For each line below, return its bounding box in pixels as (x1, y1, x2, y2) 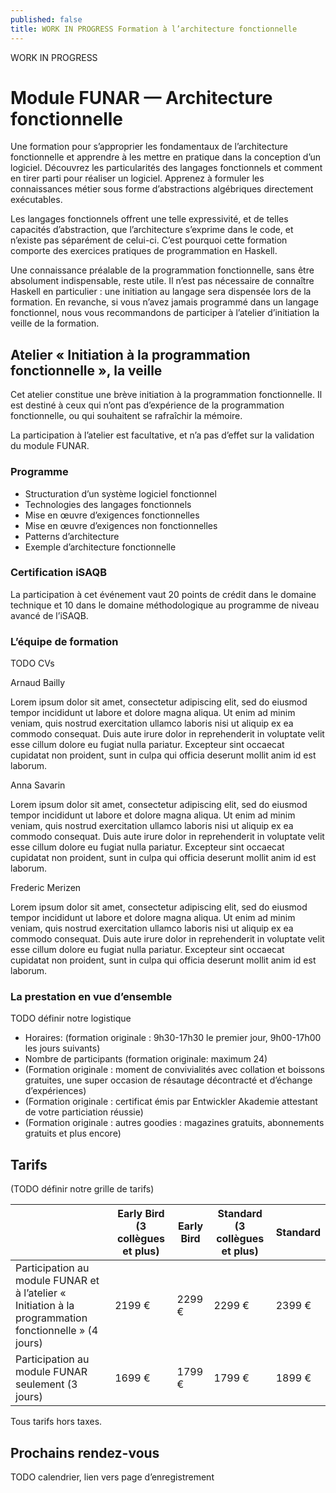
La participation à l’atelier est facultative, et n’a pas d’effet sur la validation (10, 429, 315, 441)
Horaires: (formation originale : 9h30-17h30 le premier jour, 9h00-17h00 (24, 1032, 322, 1044)
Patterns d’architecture (24, 530, 120, 542)
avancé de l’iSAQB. (10, 609, 89, 621)
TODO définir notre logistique (10, 1012, 132, 1025)
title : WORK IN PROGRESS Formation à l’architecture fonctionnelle (10, 24, 298, 34)
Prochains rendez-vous (10, 1444, 160, 1461)
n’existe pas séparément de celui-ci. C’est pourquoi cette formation (10, 234, 288, 246)
